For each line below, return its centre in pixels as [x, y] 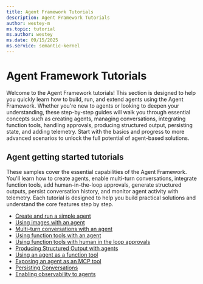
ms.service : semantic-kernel [43, 46]
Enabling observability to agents [55, 274]
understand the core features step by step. [60, 204]
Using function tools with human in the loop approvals [83, 241]
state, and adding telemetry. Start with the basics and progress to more [95, 131]
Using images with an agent [50, 222]
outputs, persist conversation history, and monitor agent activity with [92, 191]
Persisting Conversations [46, 268]
